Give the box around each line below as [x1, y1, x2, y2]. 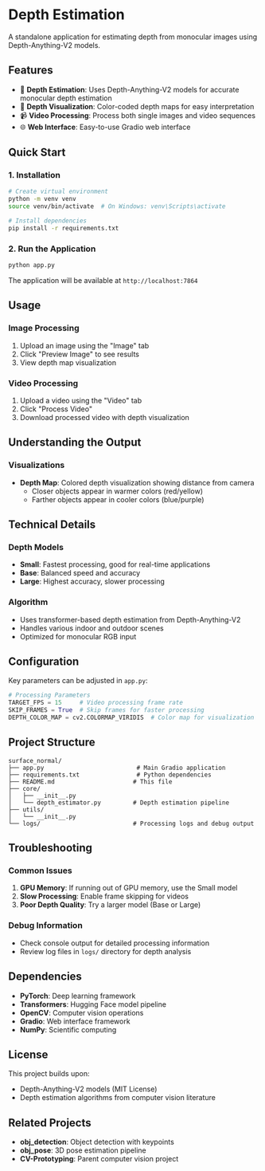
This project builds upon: [8, 1069, 90, 1079]
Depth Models [8, 541, 64, 552]
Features [8, 64, 53, 77]
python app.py [8, 261, 56, 269]
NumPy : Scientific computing [19, 1024, 117, 1034]
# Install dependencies [8, 217, 88, 225]
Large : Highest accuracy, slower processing [19, 576, 165, 587]
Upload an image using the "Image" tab [19, 340, 150, 350]
